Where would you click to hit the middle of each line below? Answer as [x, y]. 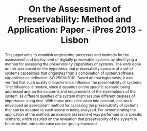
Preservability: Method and [75, 19]
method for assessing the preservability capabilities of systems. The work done [73, 64]
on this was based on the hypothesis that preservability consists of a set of [69, 69]
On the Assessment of [75, 9]
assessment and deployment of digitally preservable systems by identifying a [71, 59]
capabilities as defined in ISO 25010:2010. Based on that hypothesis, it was [69, 77]
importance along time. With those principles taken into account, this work [68, 100]
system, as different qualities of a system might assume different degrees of [70, 96]
